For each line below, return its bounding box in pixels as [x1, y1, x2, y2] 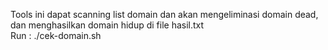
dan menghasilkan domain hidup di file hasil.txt [10, 19, 205, 31]
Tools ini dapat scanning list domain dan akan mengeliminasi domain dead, [10, 9, 319, 20]
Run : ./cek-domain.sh [10, 30, 102, 41]
